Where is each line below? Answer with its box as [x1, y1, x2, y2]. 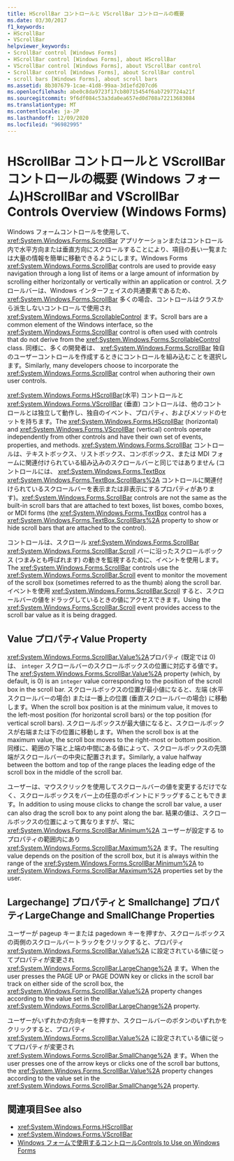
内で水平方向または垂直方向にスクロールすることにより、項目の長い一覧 [7, 245, 215, 254]
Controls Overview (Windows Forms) [7, 204, 227, 219]
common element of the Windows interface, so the [7, 320, 154, 329]
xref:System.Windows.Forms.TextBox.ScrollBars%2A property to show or [7, 516, 219, 525]
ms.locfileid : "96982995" [7, 121, 82, 128]
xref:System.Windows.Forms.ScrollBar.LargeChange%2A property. [7, 1002, 200, 1010]
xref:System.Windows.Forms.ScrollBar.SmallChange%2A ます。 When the [7, 1052, 219, 1060]
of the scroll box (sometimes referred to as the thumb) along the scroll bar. [7, 579, 222, 587]
